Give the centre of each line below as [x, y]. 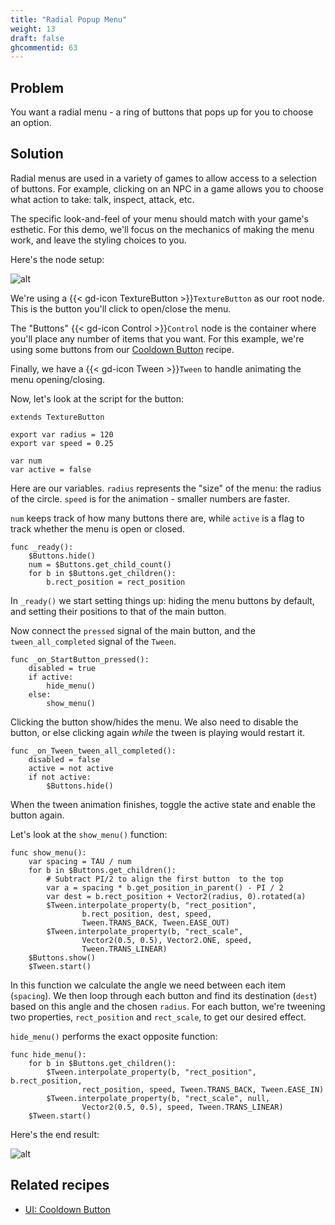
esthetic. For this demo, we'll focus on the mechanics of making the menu [162, 229]
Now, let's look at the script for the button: [97, 398]
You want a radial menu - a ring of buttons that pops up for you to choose [162, 112]
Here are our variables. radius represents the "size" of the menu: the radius [166, 488]
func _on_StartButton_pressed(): [80, 659]
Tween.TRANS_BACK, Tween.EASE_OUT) [155, 922]
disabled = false [64, 759]
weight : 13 [33, 29]
